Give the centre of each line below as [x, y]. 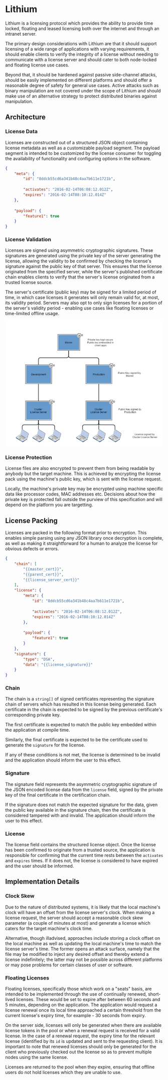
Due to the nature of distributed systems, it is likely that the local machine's [83, 907]
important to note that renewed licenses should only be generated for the [81, 1047]
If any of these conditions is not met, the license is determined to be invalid [83, 755]
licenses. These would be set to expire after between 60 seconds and [88, 999]
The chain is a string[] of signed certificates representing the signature [80, 699]
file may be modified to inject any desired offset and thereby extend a [77, 954]
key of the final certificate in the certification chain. [58, 795]
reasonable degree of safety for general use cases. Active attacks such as [82, 85]
